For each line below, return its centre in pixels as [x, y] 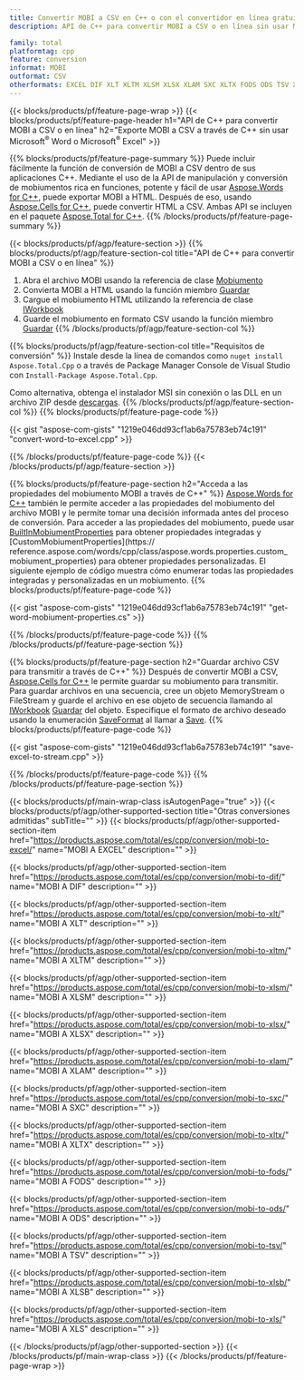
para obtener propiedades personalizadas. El [182, 561]
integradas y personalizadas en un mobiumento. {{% [108, 581]
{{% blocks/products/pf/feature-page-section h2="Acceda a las [129, 484]
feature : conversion [48, 60]
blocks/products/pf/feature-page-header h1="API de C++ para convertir [144, 120]
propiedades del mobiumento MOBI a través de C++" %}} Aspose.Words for [152, 494]
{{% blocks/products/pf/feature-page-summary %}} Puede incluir [133, 159]
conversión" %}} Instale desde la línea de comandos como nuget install [146, 356]
